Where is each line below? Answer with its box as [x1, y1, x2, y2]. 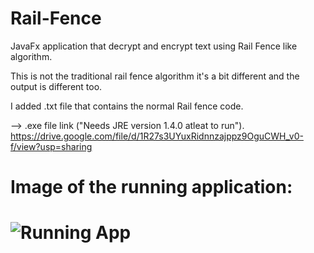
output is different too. [10, 80, 103, 92]
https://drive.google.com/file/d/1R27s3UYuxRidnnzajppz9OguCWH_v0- [10, 130, 304, 142]
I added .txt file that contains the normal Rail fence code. [10, 100, 244, 112]
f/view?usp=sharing [10, 140, 93, 152]
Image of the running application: [10, 176, 293, 199]
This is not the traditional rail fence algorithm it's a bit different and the [10, 70, 300, 82]
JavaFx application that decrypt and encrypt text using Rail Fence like [10, 40, 298, 52]
